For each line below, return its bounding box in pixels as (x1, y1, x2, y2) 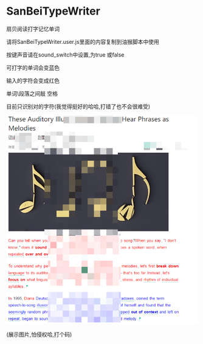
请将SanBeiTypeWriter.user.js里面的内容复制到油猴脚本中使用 (6, 38, 160, 45)
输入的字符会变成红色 (6, 77, 60, 84)
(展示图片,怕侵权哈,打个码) (6, 331, 72, 338)
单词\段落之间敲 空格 (6, 90, 58, 97)
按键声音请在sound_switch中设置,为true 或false (6, 51, 125, 58)
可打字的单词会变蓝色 (6, 64, 60, 71)
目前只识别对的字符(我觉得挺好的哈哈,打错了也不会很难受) (6, 102, 151, 110)
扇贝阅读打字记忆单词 (6, 25, 60, 32)
